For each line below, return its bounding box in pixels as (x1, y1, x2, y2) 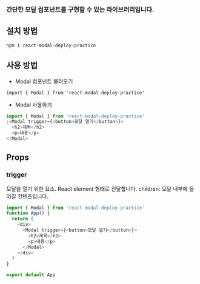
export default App (6, 272, 56, 278)
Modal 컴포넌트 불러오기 (15, 78, 73, 85)
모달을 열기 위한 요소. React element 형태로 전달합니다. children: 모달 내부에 (6, 185, 188, 192)
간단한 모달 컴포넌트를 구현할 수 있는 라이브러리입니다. (6, 5, 155, 13)
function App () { (6, 210, 50, 216)
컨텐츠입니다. (17, 193, 49, 200)
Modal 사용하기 (15, 101, 53, 108)
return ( (12, 216, 34, 222)
